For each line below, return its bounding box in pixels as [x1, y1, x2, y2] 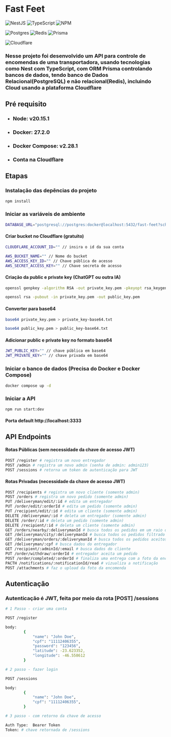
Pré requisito [5, 100, 47, 108]
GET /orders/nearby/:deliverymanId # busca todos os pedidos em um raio [5, 527, 163, 532]
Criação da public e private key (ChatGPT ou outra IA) [5, 274, 121, 280]
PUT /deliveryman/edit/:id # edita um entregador [5, 499, 113, 504]
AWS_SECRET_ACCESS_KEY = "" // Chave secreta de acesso [5, 263, 122, 268]
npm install [5, 199, 31, 204]
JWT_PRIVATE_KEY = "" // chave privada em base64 [5, 353, 108, 358]
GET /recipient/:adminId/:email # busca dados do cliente [5, 547, 131, 552]
